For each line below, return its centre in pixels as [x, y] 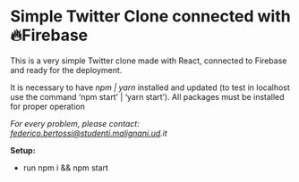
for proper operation [48, 106]
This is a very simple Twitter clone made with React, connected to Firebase [149, 61]
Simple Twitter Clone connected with [150, 17]
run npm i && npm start [65, 168]
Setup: [23, 150]
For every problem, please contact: [75, 123]
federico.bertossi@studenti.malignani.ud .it [89, 133]
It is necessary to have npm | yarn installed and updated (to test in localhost [150, 87]
